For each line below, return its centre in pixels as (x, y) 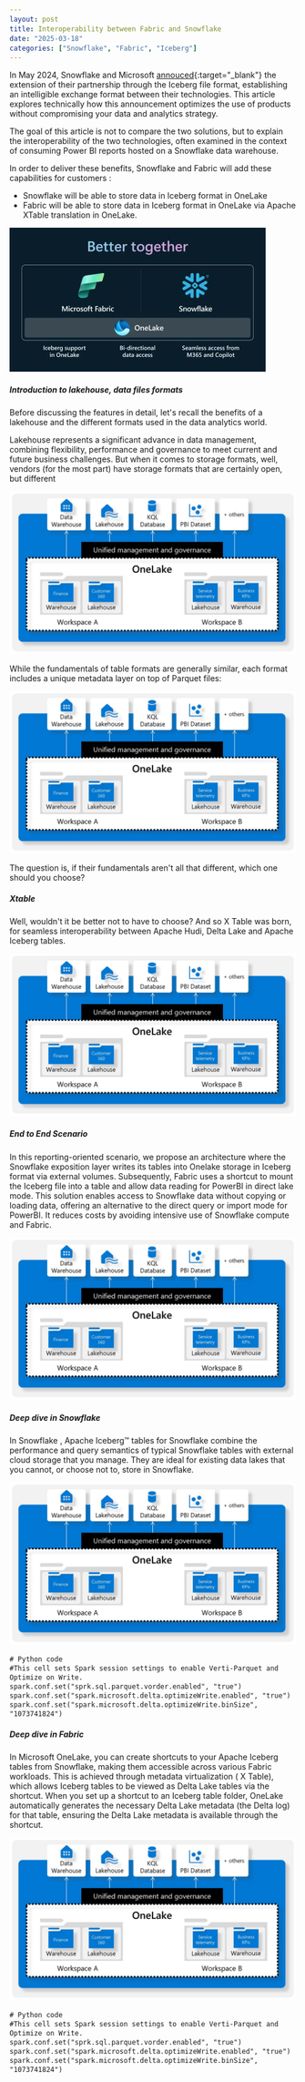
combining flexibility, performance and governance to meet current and (143, 450)
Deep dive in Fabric (47, 1734)
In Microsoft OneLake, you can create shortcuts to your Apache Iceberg (144, 1757)
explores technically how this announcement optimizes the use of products (150, 104)
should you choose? (47, 878)
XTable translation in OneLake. (80, 215)
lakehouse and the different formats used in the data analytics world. (138, 423)
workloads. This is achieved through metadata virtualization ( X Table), (142, 1777)
